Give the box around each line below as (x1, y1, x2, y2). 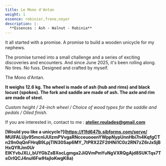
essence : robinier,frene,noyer (5, 16, 70, 21)
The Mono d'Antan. (5, 75, 45, 81)
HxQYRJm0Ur (5, 145, 35, 151)
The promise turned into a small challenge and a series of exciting (5, 54, 140, 60)
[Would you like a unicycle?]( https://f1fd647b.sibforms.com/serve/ (5, 129, 148, 135)
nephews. (5, 45, 26, 51)
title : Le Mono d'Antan (5, 7, 55, 12)
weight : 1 (5, 12, 26, 17)
